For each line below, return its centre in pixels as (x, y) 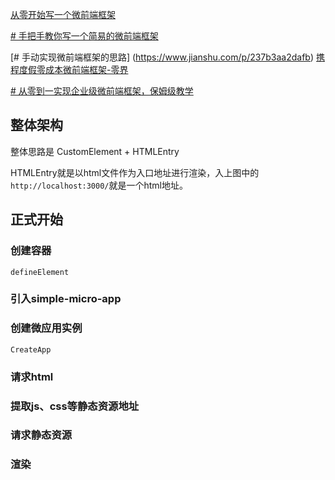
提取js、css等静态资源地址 (75, 406)
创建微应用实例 (46, 328)
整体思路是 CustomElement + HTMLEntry (95, 151)
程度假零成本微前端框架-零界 (69, 69)
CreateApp (31, 349)
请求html (32, 376)
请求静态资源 (41, 435)
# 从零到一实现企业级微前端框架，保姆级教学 (102, 91)
